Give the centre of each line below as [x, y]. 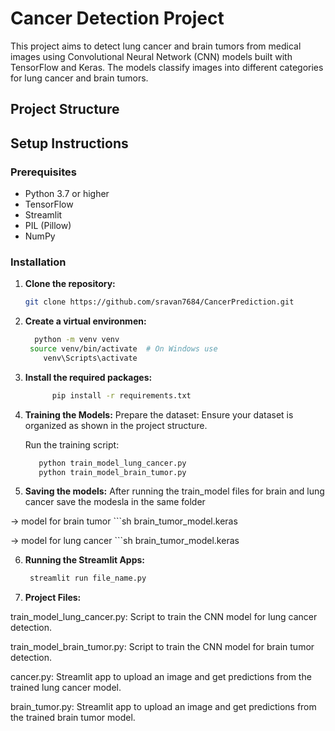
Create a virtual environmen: [85, 321]
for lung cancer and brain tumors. [79, 78]
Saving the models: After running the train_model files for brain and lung [174, 491]
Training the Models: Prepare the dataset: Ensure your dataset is [159, 414]
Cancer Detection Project [117, 18]
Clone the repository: [70, 284]
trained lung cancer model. [66, 688]
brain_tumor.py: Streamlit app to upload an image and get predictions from [163, 707]
